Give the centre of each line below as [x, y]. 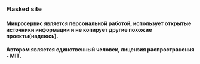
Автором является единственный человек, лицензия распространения [100, 50]
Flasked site [24, 9]
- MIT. [14, 56]
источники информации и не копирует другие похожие [79, 29]
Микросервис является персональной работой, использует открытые [99, 23]
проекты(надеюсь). [32, 36]
